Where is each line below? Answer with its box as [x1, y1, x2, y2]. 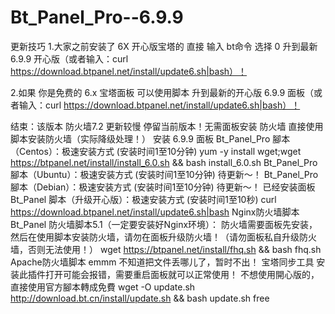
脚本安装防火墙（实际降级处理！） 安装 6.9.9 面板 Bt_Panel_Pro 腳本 [10, 132, 291, 145]
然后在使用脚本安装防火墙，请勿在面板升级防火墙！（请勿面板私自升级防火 [10, 231, 317, 243]
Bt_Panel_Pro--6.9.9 [10, 6, 184, 29]
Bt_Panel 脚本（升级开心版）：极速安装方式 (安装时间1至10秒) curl [10, 193, 277, 205]
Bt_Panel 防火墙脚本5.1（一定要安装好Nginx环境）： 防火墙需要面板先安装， [10, 218, 318, 230]
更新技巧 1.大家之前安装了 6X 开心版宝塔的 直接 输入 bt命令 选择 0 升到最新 [10, 40, 318, 52]
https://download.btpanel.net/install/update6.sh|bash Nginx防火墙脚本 [10, 206, 300, 218]
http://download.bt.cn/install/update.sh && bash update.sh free [10, 292, 270, 304]
